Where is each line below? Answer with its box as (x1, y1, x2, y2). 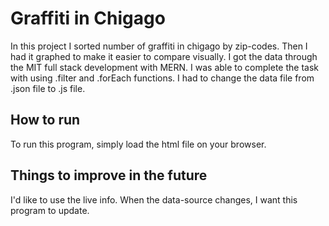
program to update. (10, 204, 90, 216)
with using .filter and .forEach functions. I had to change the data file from (10, 72, 315, 84)
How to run (10, 112, 81, 129)
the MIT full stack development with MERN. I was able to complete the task (10, 61, 319, 73)
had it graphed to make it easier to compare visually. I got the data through (10, 50, 318, 62)
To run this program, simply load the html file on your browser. (10, 138, 267, 150)
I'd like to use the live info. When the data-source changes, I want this (10, 193, 298, 206)
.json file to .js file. (10, 82, 86, 94)
